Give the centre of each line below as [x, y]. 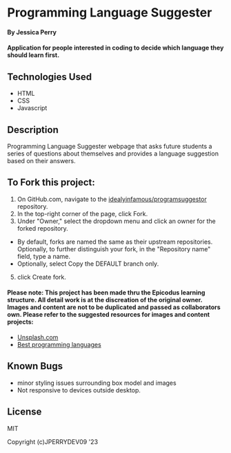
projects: [20, 322]
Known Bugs [35, 366]
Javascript [32, 108]
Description [33, 130]
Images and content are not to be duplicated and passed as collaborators [114, 307]
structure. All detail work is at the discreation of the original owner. [105, 300]
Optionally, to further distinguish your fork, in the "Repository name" [114, 249]
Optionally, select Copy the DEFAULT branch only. [88, 264]
